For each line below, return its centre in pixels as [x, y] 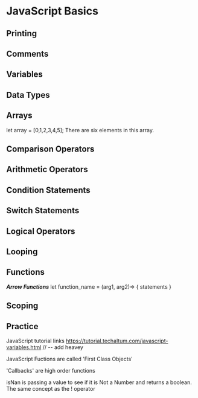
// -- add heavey [63, 347]
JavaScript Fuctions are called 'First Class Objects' [69, 359]
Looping [22, 252]
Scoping [22, 306]
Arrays [19, 116]
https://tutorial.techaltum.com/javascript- [117, 341]
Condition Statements [48, 190]
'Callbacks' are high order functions [51, 370]
